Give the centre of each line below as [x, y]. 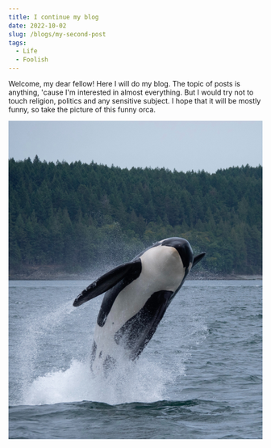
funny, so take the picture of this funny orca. [82, 110]
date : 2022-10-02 [38, 25]
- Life [27, 51]
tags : [17, 43]
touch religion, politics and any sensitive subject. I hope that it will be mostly [135, 101]
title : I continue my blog [54, 17]
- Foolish [32, 60]
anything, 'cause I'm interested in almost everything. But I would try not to [131, 92]
